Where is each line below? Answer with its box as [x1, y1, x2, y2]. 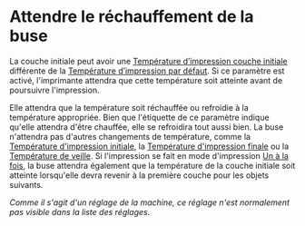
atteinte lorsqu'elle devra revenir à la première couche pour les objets [9, 170, 270, 181]
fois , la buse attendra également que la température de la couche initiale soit [9, 160, 296, 171]
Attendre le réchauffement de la [9, 6, 254, 27]
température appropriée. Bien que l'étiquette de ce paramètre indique [9, 112, 270, 123]
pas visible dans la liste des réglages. [9, 206, 151, 217]
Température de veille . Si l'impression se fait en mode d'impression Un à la [9, 150, 289, 161]
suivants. [9, 179, 44, 190]
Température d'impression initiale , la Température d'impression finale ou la [9, 141, 290, 152]
